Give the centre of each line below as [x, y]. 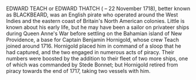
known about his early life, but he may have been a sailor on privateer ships [98, 27]
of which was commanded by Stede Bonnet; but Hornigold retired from [92, 65]
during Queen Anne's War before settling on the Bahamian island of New [94, 34]
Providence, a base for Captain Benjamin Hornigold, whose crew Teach [93, 40]
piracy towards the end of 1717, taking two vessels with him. [79, 71]
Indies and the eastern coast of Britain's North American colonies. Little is [95, 21]
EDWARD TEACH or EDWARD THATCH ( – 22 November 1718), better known [98, 9]
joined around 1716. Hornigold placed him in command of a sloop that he [94, 46]
